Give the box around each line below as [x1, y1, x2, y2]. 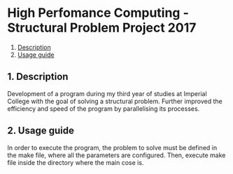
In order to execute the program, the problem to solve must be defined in [7, 143, 218, 152]
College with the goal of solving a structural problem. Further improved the [7, 97, 223, 105]
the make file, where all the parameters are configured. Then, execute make [7, 151, 226, 159]
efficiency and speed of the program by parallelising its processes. [7, 104, 200, 113]
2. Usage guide [7, 125, 75, 137]
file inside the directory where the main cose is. [7, 158, 144, 166]
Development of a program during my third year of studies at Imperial [7, 89, 208, 98]
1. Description [7, 71, 69, 83]
